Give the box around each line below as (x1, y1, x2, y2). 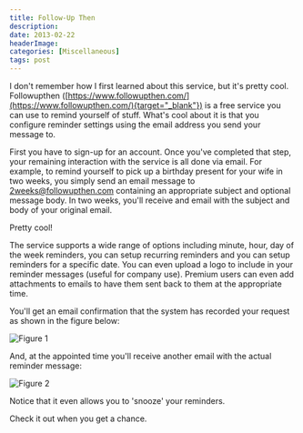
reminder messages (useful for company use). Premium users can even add (9, 269, 294, 279)
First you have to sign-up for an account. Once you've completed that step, (9, 146, 292, 157)
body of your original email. (9, 205, 113, 215)
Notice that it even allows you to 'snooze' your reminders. (9, 396, 226, 406)
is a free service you (204, 100, 281, 110)
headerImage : (9, 38, 59, 48)
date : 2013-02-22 (9, 30, 76, 39)
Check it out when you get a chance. (9, 413, 147, 424)
